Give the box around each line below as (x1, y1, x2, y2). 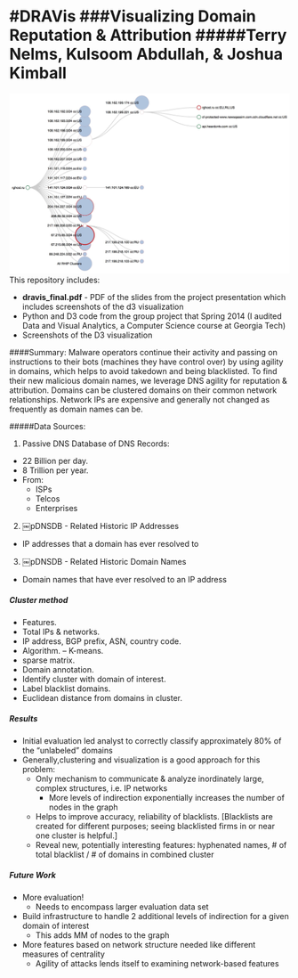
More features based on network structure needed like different (21, 940, 256, 950)
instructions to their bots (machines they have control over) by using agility (9, 356, 284, 367)
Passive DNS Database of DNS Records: (21, 438, 171, 449)
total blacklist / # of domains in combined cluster (35, 849, 214, 860)
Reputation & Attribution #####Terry (9, 25, 287, 45)
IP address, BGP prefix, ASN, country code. (21, 636, 181, 647)
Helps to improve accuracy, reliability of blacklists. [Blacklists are (35, 811, 273, 822)
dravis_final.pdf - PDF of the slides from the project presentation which (21, 292, 286, 303)
